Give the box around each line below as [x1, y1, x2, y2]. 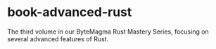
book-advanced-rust [7, 4, 132, 20]
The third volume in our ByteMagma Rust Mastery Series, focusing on [7, 27, 209, 36]
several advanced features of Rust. [7, 34, 109, 43]
